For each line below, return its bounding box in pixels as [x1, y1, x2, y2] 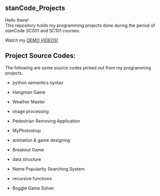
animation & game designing [12, 137, 71, 143]
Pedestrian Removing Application [12, 118, 80, 124]
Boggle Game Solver [12, 185, 54, 191]
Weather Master [12, 98, 45, 104]
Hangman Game [12, 89, 45, 95]
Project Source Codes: [5, 51, 76, 60]
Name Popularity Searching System [12, 166, 85, 172]
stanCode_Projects [5, 4, 66, 12]
